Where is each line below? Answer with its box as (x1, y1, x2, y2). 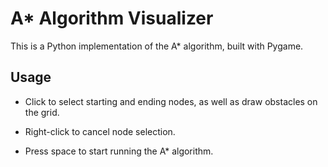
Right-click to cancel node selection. (24, 125, 176, 137)
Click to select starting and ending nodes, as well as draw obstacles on (24, 95, 318, 107)
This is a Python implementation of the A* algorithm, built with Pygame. (10, 40, 304, 52)
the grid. (24, 106, 60, 118)
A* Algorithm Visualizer (10, 7, 214, 30)
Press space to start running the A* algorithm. (24, 145, 214, 157)
